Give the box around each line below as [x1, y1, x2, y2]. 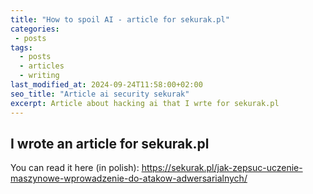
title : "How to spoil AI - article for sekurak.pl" [10, 14, 230, 25]
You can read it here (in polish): [10, 162, 140, 174]
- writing [19, 71, 60, 81]
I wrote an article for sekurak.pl [10, 135, 210, 152]
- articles [19, 61, 65, 71]
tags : [10, 42, 33, 53]
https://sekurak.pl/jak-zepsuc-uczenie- [141, 162, 303, 174]
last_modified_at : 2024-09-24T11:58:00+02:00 [10, 80, 203, 90]
